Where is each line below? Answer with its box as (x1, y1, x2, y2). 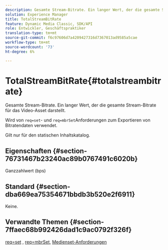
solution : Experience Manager (5, 12, 68, 17)
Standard (5, 182, 35, 190)
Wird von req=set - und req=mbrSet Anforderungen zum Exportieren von (5, 117, 151, 123)
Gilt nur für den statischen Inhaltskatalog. (5, 132, 90, 138)
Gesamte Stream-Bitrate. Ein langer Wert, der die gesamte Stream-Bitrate (5, 102, 156, 108)
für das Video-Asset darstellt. (5, 107, 66, 113)
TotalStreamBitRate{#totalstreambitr (5, 75, 161, 86)
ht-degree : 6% (5, 49, 35, 54)
